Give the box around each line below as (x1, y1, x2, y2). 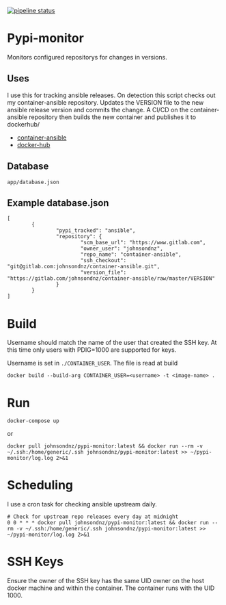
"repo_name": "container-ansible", (80, 251, 182, 258)
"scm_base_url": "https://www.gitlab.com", (80, 240, 206, 246)
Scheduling (7, 478, 74, 493)
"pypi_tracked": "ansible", (55, 227, 136, 234)
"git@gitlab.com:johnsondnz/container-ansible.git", (7, 263, 160, 270)
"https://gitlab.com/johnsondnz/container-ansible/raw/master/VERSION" (7, 275, 215, 282)
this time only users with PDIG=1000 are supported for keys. (7, 346, 177, 354)
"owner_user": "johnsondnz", (80, 245, 164, 253)
